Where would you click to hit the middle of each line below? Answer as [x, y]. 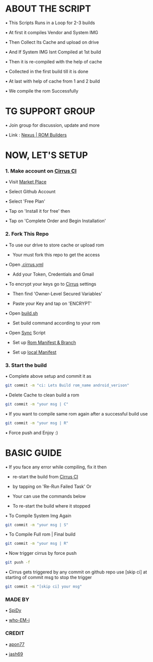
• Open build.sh [22, 313]
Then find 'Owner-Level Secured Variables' [57, 294]
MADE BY [17, 599]
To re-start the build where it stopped [51, 506]
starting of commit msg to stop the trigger [49, 577]
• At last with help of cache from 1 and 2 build [53, 81]
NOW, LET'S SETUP [47, 155]
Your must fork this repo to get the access [56, 255]
